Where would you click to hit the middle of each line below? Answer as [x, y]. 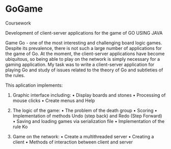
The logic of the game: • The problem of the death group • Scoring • [85, 110]
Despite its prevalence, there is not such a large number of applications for [83, 48]
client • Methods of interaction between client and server [73, 142]
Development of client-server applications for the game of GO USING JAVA [84, 33]
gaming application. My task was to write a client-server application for [80, 64]
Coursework [18, 23]
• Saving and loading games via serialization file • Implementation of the [89, 121]
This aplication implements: [34, 85]
